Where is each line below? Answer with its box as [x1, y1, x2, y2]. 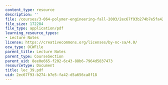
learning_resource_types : [5, 30, 59, 35]
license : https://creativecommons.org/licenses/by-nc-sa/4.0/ [5, 40, 137, 45]
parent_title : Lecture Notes [5, 49, 66, 54]
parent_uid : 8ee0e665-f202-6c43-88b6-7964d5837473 [5, 58, 113, 63]
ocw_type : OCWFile [5, 44, 43, 49]
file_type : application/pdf [5, 26, 64, 31]
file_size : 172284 [5, 21, 43, 26]
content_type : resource [5, 7, 55, 12]
